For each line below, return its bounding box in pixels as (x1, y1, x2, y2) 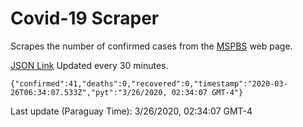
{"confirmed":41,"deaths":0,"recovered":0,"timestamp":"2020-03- (10, 78, 288, 89)
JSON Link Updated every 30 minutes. (10, 59, 169, 71)
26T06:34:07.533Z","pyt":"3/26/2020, (10, 87, 168, 97)
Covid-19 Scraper (10, 7, 160, 30)
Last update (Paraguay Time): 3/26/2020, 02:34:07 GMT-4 (10, 105, 253, 117)
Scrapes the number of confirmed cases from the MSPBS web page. (10, 40, 293, 52)
